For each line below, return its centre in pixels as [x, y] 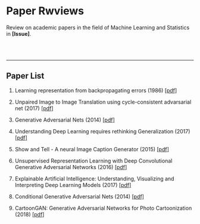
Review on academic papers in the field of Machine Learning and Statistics [98, 27]
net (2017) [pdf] [34, 108]
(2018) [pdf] [29, 214]
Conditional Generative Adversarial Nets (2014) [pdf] [79, 196]
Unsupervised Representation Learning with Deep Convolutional [93, 161]
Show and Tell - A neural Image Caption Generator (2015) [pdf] [92, 149]
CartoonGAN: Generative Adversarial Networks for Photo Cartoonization [103, 208]
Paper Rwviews [45, 11]
